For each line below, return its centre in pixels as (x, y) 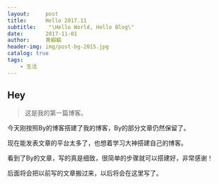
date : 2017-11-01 (42, 34)
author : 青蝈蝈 (34, 40)
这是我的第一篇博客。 (56, 113)
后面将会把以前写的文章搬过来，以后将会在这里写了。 (85, 173)
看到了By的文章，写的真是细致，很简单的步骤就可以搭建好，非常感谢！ (110, 158)
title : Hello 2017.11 (47, 21)
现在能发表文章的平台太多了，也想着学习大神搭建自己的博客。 (97, 143)
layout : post (33, 14)
